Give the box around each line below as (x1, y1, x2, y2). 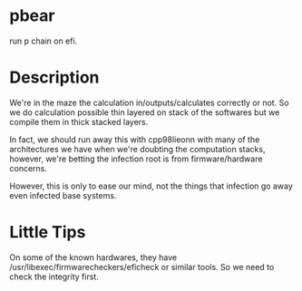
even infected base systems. (9, 189, 117, 200)
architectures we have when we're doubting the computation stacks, (9, 143, 266, 154)
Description (9, 67, 100, 88)
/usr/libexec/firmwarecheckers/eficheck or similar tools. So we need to (9, 261, 275, 272)
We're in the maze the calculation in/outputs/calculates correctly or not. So (9, 97, 289, 108)
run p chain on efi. (9, 35, 78, 46)
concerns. (9, 162, 48, 173)
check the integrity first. (9, 271, 100, 282)
